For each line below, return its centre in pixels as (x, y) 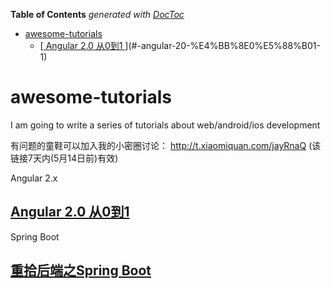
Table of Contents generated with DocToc (97, 14)
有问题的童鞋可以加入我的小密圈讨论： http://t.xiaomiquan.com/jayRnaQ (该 (166, 145)
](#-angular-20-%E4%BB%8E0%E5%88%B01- (222, 45)
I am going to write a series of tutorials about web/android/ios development (165, 125)
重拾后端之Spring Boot (81, 270)
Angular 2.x (34, 178)
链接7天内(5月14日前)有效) (64, 158)
